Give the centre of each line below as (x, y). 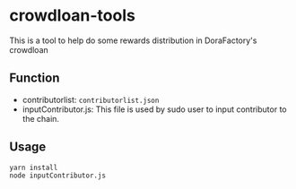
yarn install (34, 168)
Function (35, 78)
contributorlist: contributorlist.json (91, 99)
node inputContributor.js (57, 176)
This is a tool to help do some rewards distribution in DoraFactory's (133, 40)
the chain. (41, 118)
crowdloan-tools (73, 16)
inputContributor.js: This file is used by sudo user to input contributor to (154, 109)
